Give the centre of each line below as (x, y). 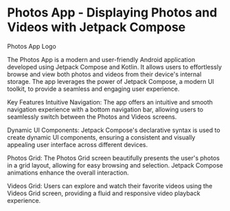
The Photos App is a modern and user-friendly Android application (101, 59)
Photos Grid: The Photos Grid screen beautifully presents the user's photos (113, 158)
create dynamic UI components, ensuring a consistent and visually (101, 137)
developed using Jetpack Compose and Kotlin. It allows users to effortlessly (114, 67)
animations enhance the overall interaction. (68, 173)
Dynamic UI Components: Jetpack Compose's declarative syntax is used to (114, 130)
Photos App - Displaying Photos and (112, 13)
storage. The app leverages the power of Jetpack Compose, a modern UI (111, 81)
